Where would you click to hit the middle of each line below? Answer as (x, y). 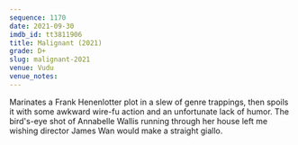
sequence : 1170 (38, 18)
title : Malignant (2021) (56, 43)
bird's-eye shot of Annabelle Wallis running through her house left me (139, 121)
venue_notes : (34, 77)
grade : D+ (28, 51)
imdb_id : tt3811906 (46, 34)
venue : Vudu (32, 68)
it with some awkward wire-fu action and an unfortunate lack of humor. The (149, 111)
